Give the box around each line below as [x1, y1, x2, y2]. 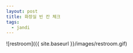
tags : [6, 19, 19, 25]
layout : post [6, 8, 38, 14]
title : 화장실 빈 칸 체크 [6, 14, 61, 20]
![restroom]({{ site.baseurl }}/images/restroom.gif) [6, 40, 128, 47]
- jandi [11, 24, 30, 31]
